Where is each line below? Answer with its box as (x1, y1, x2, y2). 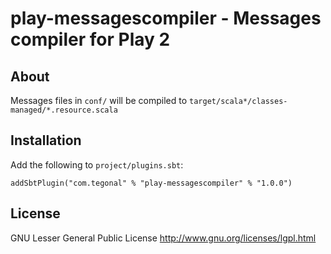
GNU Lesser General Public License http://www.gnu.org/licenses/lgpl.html (10, 232, 317, 244)
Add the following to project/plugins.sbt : (10, 158, 184, 171)
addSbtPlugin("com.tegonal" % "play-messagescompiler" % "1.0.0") (10, 178, 293, 188)
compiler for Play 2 (10, 28, 171, 51)
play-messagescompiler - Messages (10, 7, 322, 30)
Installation (10, 132, 82, 149)
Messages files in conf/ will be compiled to (10, 95, 188, 106)
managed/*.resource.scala (10, 105, 118, 115)
